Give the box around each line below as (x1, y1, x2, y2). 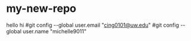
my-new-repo (6, 2, 77, 15)
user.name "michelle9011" (23, 27, 87, 34)
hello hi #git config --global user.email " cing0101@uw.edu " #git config (6, 21, 180, 29)
